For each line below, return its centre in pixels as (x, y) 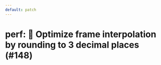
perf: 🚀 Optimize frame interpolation (81, 34)
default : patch (21, 10)
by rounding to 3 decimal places (72, 45)
